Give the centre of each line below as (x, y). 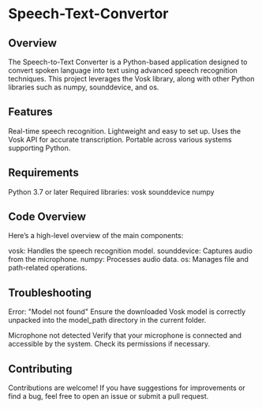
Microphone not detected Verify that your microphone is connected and (125, 335)
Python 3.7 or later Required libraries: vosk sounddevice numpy (111, 191)
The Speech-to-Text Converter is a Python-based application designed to (128, 62)
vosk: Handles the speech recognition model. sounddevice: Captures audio (130, 251)
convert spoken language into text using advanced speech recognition (123, 70)
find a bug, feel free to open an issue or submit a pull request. (109, 396)
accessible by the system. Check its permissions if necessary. (109, 344)
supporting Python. (39, 148)
